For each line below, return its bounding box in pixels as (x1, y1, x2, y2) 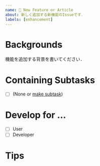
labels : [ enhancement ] (5, 17, 53, 22)
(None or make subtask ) (12, 91, 63, 97)
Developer (12, 131, 34, 138)
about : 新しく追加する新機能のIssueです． (5, 12, 85, 17)
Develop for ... (5, 109, 67, 121)
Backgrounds (5, 39, 63, 50)
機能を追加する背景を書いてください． (5, 56, 85, 62)
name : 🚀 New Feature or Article (5, 7, 73, 13)
